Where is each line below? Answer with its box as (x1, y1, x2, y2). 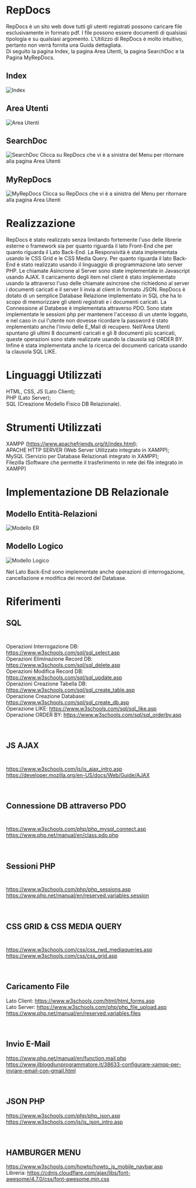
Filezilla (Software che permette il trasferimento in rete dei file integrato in (6, 459, 183, 466)
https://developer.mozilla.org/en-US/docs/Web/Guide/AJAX (6, 771, 150, 778)
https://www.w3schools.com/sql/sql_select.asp (6, 649, 120, 656)
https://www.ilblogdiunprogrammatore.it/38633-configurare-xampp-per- (6, 1060, 181, 1068)
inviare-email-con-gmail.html (6, 1067, 76, 1074)
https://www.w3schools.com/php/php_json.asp (6, 1112, 121, 1119)
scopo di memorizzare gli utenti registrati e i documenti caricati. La (6, 298, 167, 305)
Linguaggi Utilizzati (6, 369, 102, 382)
